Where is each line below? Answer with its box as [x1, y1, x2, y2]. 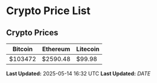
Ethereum [42, 45, 71, 53]
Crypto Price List [6, 4, 91, 18]
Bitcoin [12, 45, 33, 53]
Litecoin [76, 45, 100, 53]
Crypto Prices [6, 28, 59, 38]
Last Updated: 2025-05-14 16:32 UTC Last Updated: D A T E [6, 70, 151, 77]
